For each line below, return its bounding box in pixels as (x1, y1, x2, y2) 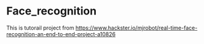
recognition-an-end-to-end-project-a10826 (6, 30, 116, 37)
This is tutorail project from (6, 24, 75, 31)
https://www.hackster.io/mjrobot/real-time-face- (75, 24, 198, 31)
